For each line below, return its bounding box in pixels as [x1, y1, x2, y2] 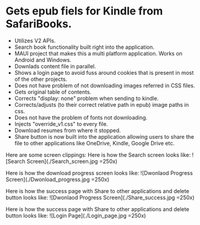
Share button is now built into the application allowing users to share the [14, 133, 195, 140]
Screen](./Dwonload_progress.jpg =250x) [5, 176, 109, 183]
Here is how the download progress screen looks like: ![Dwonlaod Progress [5, 169, 193, 176]
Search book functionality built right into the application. [14, 43, 155, 51]
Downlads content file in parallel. [14, 62, 96, 70]
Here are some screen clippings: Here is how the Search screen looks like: [5, 151, 191, 158]
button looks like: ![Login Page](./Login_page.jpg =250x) [5, 212, 146, 219]
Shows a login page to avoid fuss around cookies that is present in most [14, 69, 194, 76]
